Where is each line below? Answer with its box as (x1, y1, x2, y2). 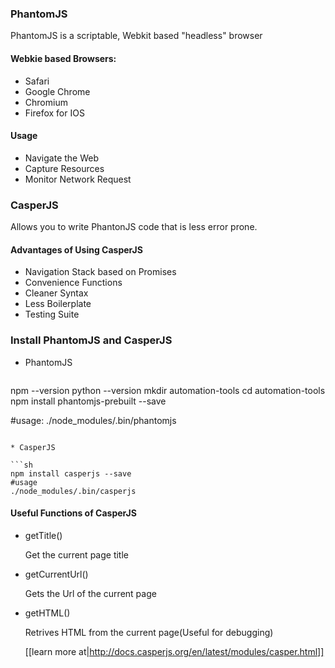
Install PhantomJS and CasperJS (10, 333, 173, 347)
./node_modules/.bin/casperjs (10, 486, 137, 496)
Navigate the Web (24, 152, 100, 164)
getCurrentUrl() (24, 568, 89, 580)
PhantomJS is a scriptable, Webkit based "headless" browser (10, 30, 263, 42)
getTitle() (24, 529, 63, 541)
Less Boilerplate (24, 298, 92, 310)
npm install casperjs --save (10, 468, 132, 479)
